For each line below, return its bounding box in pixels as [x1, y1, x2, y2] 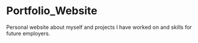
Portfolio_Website [6, 4, 97, 18]
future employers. [6, 29, 51, 37]
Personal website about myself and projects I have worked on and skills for [6, 24, 193, 31]
